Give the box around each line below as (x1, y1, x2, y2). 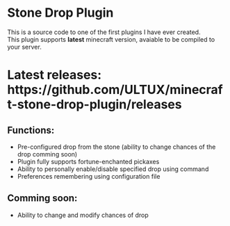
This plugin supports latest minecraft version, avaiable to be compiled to (7, 35, 215, 43)
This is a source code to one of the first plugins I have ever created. (7, 28, 201, 36)
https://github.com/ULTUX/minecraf (7, 82, 224, 98)
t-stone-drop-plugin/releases (7, 97, 182, 113)
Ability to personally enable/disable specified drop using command (17, 165, 209, 173)
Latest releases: (7, 67, 102, 83)
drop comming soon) (17, 150, 78, 158)
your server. (7, 42, 42, 51)
